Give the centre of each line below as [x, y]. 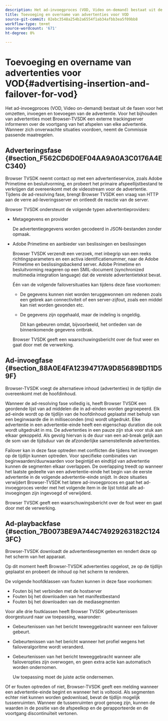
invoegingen [18, 493]
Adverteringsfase [33, 151]
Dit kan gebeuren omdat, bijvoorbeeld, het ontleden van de [81, 324]
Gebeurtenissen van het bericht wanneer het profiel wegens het [78, 642]
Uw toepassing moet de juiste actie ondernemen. [63, 677]
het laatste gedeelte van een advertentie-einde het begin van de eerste [79, 471]
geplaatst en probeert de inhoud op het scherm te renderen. [67, 572]
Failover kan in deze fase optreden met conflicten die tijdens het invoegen [81, 450]
